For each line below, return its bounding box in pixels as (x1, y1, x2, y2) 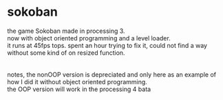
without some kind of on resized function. (7, 49, 125, 57)
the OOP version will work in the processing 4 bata (7, 85, 151, 93)
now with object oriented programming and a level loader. (7, 34, 171, 42)
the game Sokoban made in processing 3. (7, 27, 125, 35)
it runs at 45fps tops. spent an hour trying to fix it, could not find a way (7, 41, 208, 49)
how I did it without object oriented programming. (7, 77, 148, 86)
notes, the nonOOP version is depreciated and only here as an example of (7, 70, 217, 79)
